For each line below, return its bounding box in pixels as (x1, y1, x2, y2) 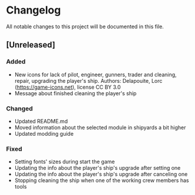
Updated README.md (14, 117, 68, 125)
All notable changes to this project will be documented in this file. (6, 23, 164, 30)
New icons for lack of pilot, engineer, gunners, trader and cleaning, (14, 71, 177, 78)
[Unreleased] (6, 40, 56, 50)
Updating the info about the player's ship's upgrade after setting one (14, 164, 181, 172)
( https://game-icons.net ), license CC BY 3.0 (14, 83, 121, 90)
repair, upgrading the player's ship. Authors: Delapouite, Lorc (14, 77, 163, 84)
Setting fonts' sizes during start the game (14, 158, 115, 165)
